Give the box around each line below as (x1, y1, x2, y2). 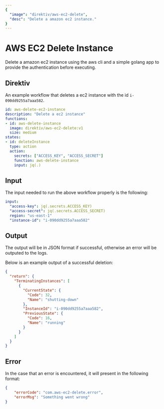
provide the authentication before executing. (5, 64, 96, 70)
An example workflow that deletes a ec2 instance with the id (5, 92, 129, 98)
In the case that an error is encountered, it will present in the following (5, 371, 149, 377)
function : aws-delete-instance (14, 158, 79, 163)
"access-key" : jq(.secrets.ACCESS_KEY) (9, 204, 92, 209)
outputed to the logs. (5, 250, 48, 256)
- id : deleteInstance (5, 139, 50, 144)
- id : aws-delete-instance (5, 121, 61, 126)
